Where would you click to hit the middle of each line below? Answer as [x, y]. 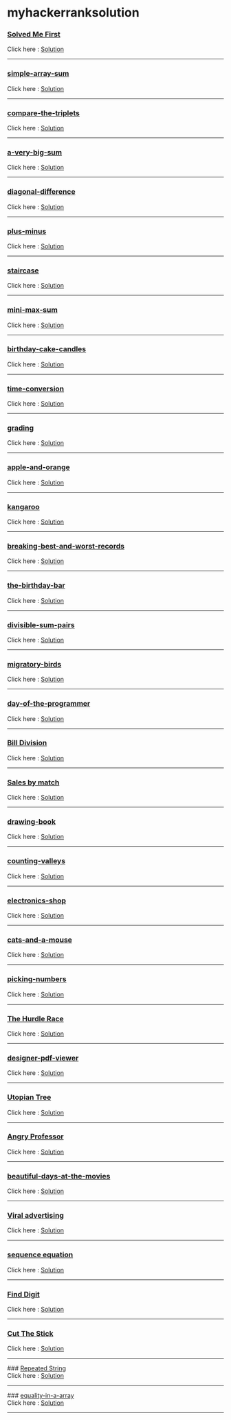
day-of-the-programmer [49, 704]
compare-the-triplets [44, 113]
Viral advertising [35, 1216]
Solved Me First [34, 34]
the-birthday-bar [36, 586]
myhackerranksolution [73, 13]
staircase [23, 270]
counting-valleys [36, 861]
